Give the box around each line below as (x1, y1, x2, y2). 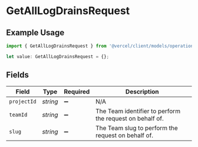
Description (126, 87, 159, 95)
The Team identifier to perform (95, 107, 181, 115)
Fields (6, 70, 29, 80)
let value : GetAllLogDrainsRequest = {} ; (6, 54, 110, 59)
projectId (9, 98, 37, 105)
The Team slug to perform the (95, 123, 178, 132)
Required (64, 87, 90, 95)
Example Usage (6, 28, 65, 38)
